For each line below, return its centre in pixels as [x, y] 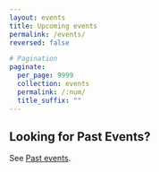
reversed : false [39, 43]
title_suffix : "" [50, 100]
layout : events [38, 17]
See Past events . [40, 159]
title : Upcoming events [54, 26]
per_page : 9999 [46, 76]
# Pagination [33, 59]
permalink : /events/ [48, 34]
